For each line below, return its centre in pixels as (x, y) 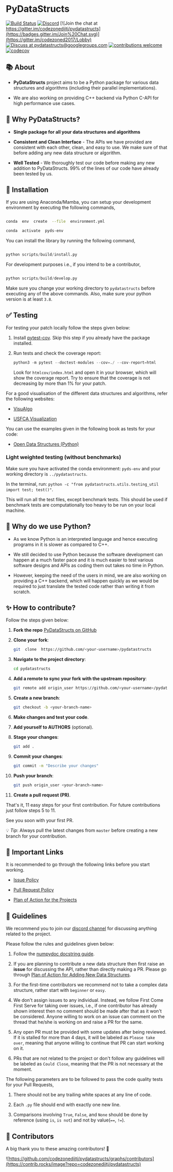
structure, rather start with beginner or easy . (60, 990)
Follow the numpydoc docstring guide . (54, 954)
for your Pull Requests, (30, 1085)
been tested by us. (33, 173)
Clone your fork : (31, 640)
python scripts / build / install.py (42, 255)
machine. (16, 510)
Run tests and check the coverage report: (57, 353)
